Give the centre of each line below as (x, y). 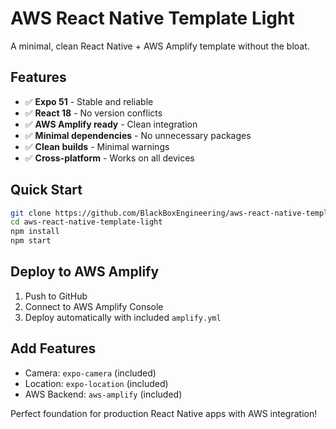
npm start (31, 241)
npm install (35, 232)
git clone (31, 213)
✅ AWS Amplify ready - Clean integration (111, 124)
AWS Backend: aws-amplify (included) (103, 394)
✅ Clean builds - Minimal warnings (97, 146)
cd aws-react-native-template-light (86, 222)
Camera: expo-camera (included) (90, 373)
